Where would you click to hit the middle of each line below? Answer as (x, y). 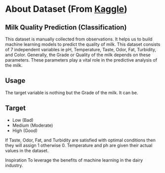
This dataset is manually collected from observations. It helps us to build (79, 39)
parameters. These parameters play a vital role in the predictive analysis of (81, 60)
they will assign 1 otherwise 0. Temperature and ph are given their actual (79, 145)
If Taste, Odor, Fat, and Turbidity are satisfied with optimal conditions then (80, 140)
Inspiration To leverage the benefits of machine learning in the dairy (74, 160)
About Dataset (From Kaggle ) (66, 9)
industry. (14, 165)
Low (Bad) (23, 120)
